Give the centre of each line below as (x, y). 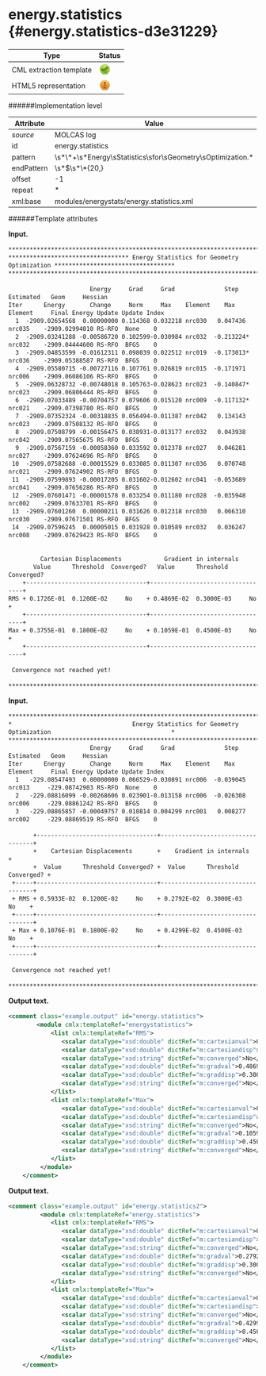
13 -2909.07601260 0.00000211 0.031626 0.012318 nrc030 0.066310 (129, 512)
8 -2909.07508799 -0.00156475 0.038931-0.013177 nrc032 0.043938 (131, 432)
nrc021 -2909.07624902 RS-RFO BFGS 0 (83, 472)
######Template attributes (53, 219)
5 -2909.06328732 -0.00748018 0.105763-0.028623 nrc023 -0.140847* (132, 385)
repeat (22, 190)
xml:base (27, 201)
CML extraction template (52, 70)
